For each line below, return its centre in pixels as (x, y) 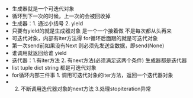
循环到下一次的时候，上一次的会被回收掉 (61, 16)
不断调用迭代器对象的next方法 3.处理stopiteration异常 (86, 89)
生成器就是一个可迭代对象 (43, 9)
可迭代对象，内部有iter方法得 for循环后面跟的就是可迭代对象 (85, 38)
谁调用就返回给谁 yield (39, 53)
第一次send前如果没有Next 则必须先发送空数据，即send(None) (88, 45)
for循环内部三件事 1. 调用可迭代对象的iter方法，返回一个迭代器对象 (92, 75)
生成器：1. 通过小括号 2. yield (47, 23)
